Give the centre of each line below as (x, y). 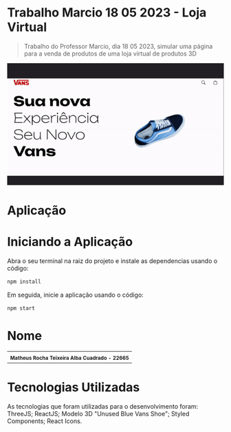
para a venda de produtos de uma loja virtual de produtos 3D (110, 54)
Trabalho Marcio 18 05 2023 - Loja (107, 13)
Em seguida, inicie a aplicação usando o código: (76, 295)
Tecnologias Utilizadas (74, 387)
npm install (24, 282)
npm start (21, 308)
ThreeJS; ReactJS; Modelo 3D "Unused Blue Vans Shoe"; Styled (98, 413)
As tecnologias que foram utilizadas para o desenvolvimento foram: (103, 406)
